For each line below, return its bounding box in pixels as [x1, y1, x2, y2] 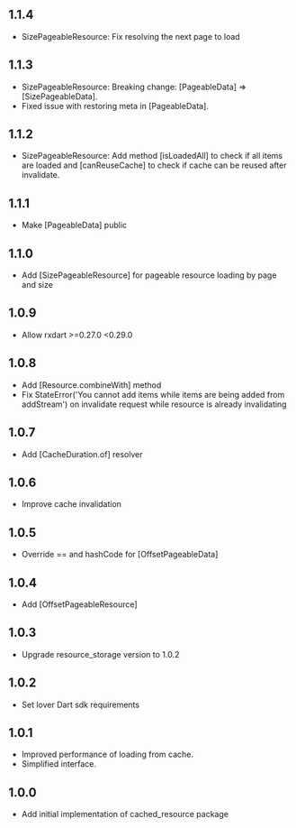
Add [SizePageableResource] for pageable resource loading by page [21, 270, 277, 281]
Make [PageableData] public [21, 220, 128, 231]
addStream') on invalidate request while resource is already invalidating [21, 399, 287, 409]
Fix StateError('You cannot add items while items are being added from [21, 389, 285, 400]
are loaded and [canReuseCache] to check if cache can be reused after [21, 160, 287, 170]
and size [21, 280, 53, 290]
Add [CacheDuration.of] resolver [21, 448, 143, 459]
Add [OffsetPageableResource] [21, 599, 138, 610]
